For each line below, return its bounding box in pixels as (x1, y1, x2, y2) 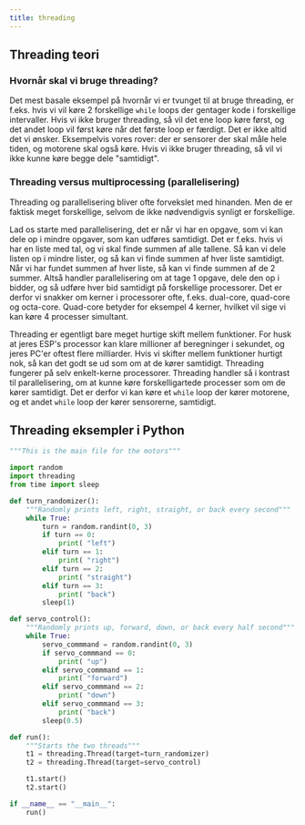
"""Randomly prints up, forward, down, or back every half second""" (25, 623, 296, 633)
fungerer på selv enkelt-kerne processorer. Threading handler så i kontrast (9, 367, 290, 378)
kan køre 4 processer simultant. (9, 311, 129, 321)
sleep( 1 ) (42, 598, 76, 607)
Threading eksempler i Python (9, 423, 185, 438)
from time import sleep (9, 480, 100, 490)
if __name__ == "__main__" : (9, 799, 117, 809)
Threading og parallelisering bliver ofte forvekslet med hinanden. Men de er (9, 197, 293, 208)
